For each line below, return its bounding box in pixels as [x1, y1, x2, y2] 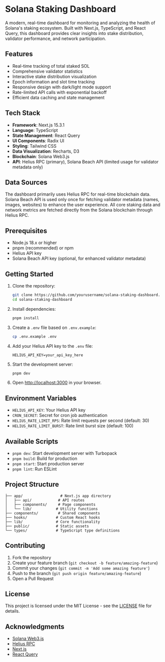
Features [5, 50, 33, 58]
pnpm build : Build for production [12, 455, 77, 461]
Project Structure [5, 480, 59, 489]
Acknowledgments [5, 622, 65, 631]
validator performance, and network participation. [5, 36, 106, 41]
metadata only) [12, 164, 43, 170]
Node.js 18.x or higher [12, 240, 57, 246]
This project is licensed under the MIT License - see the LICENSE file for [5, 603, 152, 609]
